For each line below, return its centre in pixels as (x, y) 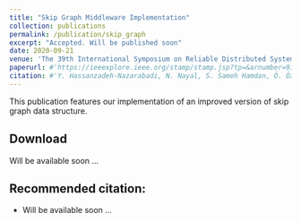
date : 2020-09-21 (42, 51)
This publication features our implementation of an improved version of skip (149, 101)
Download (38, 139)
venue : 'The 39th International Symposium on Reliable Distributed (138, 59)
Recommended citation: (77, 188)
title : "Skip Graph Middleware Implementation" (100, 17)
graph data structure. (48, 111)
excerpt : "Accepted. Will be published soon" (95, 43)
